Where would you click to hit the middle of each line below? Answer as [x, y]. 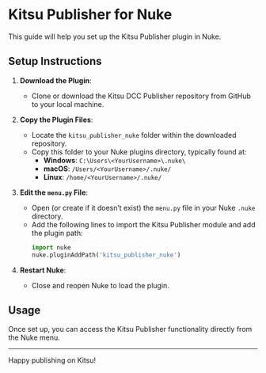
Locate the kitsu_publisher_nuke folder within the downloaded [134, 135]
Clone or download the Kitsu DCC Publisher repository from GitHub [141, 96]
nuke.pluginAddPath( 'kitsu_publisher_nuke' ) [106, 255]
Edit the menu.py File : [54, 192]
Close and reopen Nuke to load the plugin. [101, 285]
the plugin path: [57, 233]
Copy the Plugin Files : [56, 120]
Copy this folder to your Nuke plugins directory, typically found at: [139, 151]
